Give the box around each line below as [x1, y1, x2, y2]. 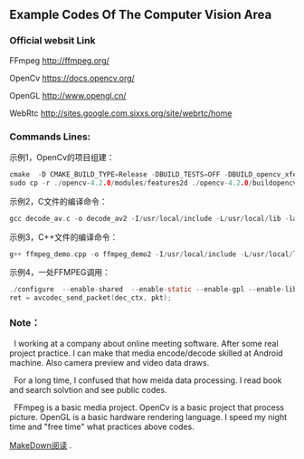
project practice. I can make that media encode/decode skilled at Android [9, 348, 283, 359]
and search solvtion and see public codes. [9, 384, 167, 395]
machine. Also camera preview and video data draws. [9, 357, 210, 368]
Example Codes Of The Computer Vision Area [9, 7, 272, 23]
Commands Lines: [9, 130, 91, 143]
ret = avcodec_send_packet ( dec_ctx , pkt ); [9, 293, 172, 302]
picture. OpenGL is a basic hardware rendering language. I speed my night [9, 411, 288, 422]
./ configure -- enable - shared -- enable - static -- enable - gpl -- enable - [9, 285, 285, 294]
